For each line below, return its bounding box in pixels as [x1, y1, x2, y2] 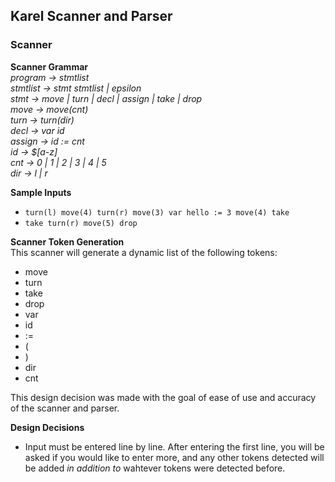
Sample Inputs [10, 186, 72, 198]
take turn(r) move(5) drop [24, 218, 138, 228]
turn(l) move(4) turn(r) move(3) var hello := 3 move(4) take [24, 207, 290, 218]
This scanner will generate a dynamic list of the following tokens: [10, 246, 278, 258]
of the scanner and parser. [10, 402, 120, 414]
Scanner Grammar [10, 60, 88, 73]
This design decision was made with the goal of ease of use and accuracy [10, 391, 317, 403]
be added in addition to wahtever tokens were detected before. [24, 462, 286, 474]
